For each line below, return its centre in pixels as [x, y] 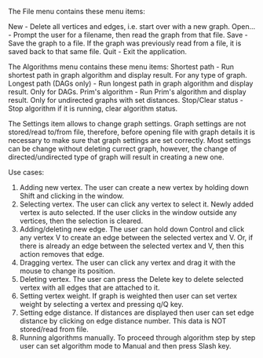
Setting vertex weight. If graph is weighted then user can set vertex [128, 296]
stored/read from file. [54, 329]
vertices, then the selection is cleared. [81, 221]
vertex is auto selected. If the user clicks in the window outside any [128, 212]
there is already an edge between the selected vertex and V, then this [132, 246]
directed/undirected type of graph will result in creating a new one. [116, 157]
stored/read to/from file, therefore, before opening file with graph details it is [131, 132]
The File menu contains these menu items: [77, 11]
